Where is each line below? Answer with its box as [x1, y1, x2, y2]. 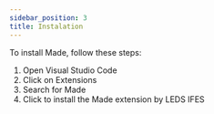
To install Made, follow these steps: [9, 47, 142, 57]
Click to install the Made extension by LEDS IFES [22, 93, 205, 105]
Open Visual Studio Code [22, 65, 117, 76]
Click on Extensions [22, 74, 97, 85]
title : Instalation [9, 22, 84, 31]
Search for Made [22, 84, 87, 95]
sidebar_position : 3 [9, 13, 88, 23]
